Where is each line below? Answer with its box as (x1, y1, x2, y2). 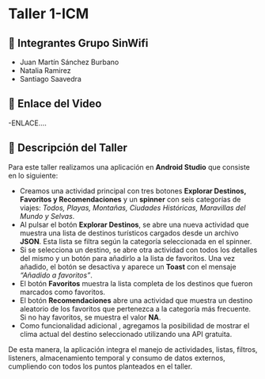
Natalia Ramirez (19, 66, 71, 75)
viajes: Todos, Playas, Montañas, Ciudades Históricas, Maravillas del (19, 203, 246, 212)
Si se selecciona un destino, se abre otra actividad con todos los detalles (19, 245, 258, 255)
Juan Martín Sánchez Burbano (19, 57, 119, 67)
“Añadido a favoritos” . (19, 270, 93, 280)
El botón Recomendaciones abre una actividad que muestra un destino (19, 295, 253, 305)
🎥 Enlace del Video (8, 97, 102, 111)
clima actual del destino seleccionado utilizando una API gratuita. (19, 329, 233, 339)
